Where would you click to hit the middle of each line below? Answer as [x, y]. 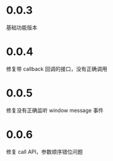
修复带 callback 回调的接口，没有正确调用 [57, 69]
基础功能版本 [22, 27]
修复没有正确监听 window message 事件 [55, 110]
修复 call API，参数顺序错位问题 [45, 152]
